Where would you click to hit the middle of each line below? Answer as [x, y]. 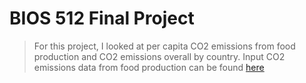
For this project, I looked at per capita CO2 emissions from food [164, 46]
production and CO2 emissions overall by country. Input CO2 [159, 56]
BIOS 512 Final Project [102, 18]
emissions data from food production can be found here [149, 67]
